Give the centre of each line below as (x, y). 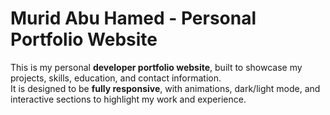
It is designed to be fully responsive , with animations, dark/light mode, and (165, 88)
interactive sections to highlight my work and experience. (128, 99)
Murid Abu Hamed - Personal (133, 18)
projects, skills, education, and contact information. (116, 78)
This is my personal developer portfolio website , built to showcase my (156, 67)
